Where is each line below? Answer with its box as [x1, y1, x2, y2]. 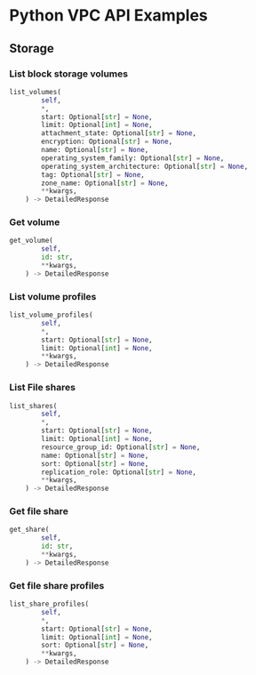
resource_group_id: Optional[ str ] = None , [41, 442, 201, 452]
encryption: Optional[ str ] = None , [41, 137, 173, 147]
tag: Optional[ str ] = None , [41, 170, 145, 179]
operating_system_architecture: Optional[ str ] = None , [41, 162, 249, 171]
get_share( [9, 526, 50, 534]
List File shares [9, 382, 76, 394]
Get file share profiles [9, 579, 105, 591]
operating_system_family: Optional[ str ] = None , [41, 153, 225, 163]
